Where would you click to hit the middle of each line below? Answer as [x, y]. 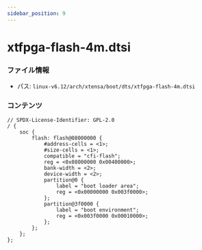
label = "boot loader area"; [97, 186]
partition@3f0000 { [71, 204]
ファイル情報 [28, 70]
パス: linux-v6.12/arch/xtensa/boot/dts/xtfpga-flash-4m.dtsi [106, 86]
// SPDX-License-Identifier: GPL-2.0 [61, 121]
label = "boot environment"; [97, 210]
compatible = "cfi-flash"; [82, 156]
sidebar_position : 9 [37, 13]
